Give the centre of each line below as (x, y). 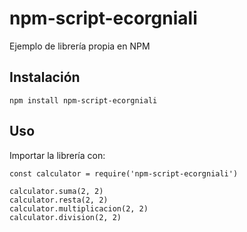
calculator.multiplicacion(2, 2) (79, 208)
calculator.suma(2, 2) (56, 191)
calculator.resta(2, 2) (59, 200)
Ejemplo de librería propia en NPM (80, 46)
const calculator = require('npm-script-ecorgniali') (124, 173)
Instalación (45, 77)
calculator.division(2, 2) (65, 217)
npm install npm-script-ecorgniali (83, 100)
